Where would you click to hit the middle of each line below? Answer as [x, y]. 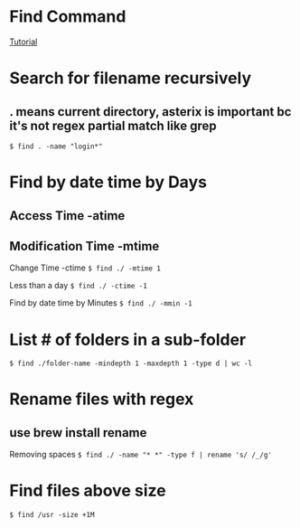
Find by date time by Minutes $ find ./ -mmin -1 [101, 303]
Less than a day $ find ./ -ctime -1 [78, 286]
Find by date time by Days [108, 182]
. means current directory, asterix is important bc [150, 112]
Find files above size [88, 491]
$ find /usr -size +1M [52, 515]
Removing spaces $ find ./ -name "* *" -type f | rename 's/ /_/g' [141, 455]
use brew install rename [78, 433]
